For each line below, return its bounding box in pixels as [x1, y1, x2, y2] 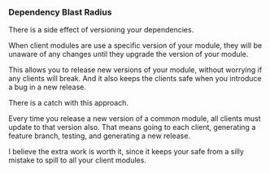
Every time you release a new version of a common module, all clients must [8, 114, 261, 123]
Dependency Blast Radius [8, 6, 112, 18]
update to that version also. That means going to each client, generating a [8, 123, 256, 132]
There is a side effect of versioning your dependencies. [8, 25, 194, 35]
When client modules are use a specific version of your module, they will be [8, 41, 263, 50]
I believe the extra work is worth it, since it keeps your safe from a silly [8, 147, 244, 157]
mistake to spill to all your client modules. [8, 155, 146, 165]
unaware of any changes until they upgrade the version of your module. [8, 50, 249, 59]
